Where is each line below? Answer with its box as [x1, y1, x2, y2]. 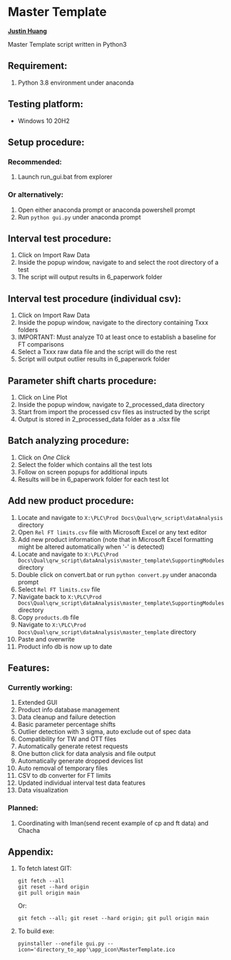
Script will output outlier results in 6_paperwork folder [17, 355, 170, 363]
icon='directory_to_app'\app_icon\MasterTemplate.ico [17, 946, 175, 953]
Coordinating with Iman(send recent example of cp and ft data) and [17, 819, 209, 827]
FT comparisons [17, 340, 65, 349]
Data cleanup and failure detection [17, 713, 116, 721]
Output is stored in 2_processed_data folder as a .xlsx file [17, 415, 181, 423]
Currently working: [8, 682, 73, 692]
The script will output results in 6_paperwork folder [17, 273, 163, 281]
